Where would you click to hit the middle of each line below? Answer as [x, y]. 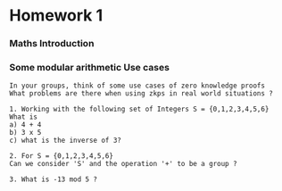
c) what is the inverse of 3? [66, 141]
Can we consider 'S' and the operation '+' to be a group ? [124, 164]
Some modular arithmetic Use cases [89, 68]
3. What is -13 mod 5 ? [54, 179]
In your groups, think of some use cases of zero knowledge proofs [137, 86]
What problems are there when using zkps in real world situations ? [141, 94]
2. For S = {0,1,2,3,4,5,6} [62, 156]
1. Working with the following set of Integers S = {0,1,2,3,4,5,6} [139, 109]
